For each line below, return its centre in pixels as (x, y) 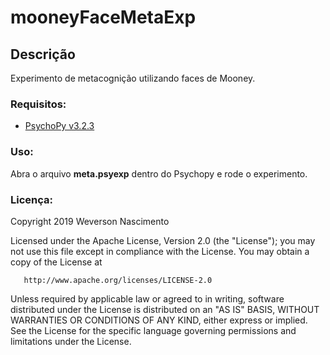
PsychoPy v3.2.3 (59, 126)
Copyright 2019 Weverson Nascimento (90, 221)
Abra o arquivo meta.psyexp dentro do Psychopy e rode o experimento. (159, 173)
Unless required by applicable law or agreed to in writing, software (147, 298)
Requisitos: (38, 104)
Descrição (43, 54)
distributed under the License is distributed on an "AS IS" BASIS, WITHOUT (165, 309)
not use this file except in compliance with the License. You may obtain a (160, 251)
